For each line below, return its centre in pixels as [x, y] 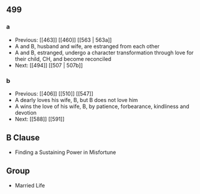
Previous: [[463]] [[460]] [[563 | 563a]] [63, 40]
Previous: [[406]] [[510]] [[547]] [54, 93]
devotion [26, 112]
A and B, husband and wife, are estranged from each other [87, 46]
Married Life [30, 185]
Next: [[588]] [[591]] [39, 119]
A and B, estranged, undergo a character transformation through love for [104, 53]
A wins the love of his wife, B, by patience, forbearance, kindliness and [102, 106]
